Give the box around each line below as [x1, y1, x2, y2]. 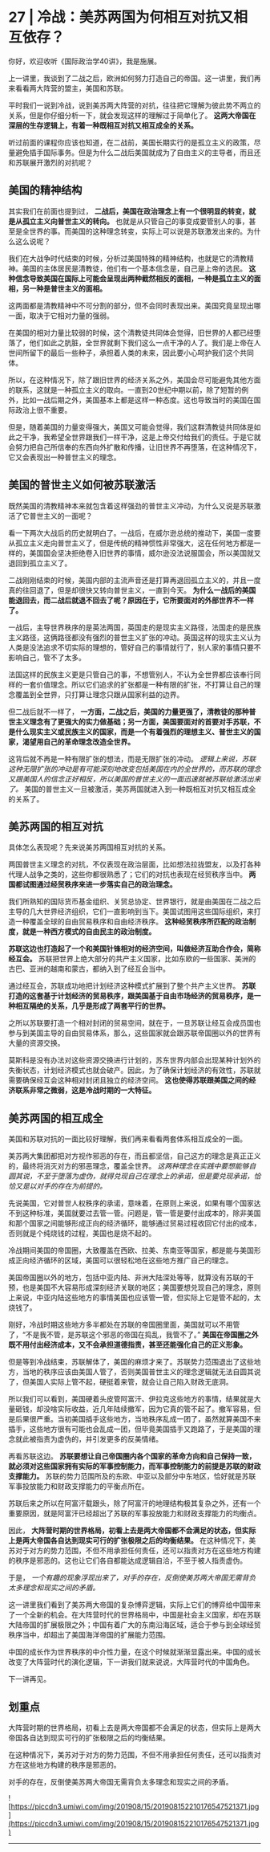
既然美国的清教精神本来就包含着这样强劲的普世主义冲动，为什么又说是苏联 [8, 500, 254, 511]
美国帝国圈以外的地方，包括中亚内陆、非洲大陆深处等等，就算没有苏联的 [8, 1273, 247, 1283]
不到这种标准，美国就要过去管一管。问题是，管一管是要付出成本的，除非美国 [8, 1209, 261, 1218]
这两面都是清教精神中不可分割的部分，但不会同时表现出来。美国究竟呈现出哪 [8, 300, 261, 310]
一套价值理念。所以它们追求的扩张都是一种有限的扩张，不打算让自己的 [22, 679, 254, 689]
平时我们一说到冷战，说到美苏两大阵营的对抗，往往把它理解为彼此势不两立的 [8, 100, 261, 110]
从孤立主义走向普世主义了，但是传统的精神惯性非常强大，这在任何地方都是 [8, 538, 254, 548]
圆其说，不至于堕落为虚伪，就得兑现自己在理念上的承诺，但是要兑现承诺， [8, 1171, 254, 1181]
